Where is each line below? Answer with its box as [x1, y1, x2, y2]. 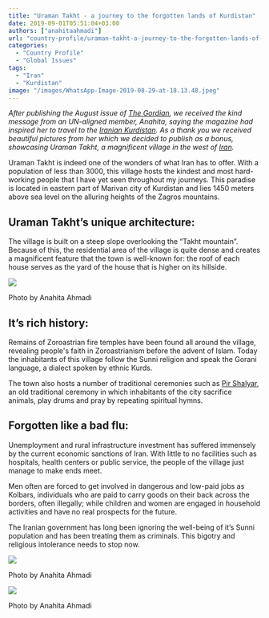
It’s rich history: [8, 316, 90, 330]
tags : [8, 64, 26, 72]
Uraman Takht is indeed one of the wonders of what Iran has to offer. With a [8, 158, 259, 168]
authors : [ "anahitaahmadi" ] [8, 26, 102, 35]
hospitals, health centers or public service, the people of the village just [8, 457, 244, 466]
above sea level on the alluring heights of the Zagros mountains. [8, 192, 220, 201]
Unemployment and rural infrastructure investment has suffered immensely [8, 440, 256, 449]
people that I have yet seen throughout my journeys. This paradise [36, 175, 256, 185]
